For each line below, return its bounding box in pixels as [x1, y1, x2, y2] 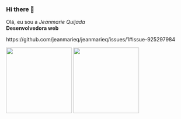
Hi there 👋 [6, 5, 35, 13]
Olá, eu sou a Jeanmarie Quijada [6, 19, 86, 26]
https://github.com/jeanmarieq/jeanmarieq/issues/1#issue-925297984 [6, 36, 176, 43]
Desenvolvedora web [6, 24, 59, 32]
